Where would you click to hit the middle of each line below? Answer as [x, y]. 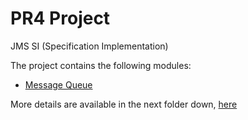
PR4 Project [60, 18]
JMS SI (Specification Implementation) [89, 46]
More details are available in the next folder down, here [124, 104]
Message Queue [58, 84]
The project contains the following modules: [101, 65]
